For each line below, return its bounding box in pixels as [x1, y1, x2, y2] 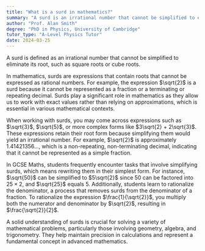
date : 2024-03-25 [6, 37, 51, 43]
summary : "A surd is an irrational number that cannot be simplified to [6, 15, 195, 21]
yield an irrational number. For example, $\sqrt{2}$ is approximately [6, 136, 177, 144]
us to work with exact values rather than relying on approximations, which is [6, 98, 198, 106]
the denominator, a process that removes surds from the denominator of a [6, 187, 192, 194]
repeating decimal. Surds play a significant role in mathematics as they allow [6, 92, 199, 99]
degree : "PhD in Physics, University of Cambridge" [6, 26, 140, 32]
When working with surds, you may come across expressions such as [6, 117, 182, 124]
